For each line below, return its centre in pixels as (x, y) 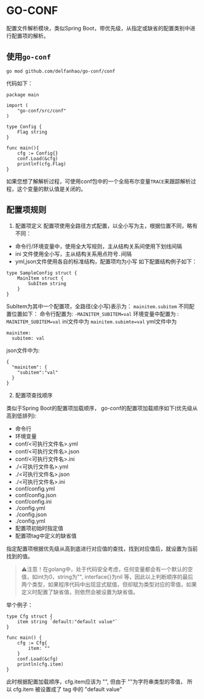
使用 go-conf (29, 57)
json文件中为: (23, 350)
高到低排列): (22, 415)
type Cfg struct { (29, 616)
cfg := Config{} (38, 153)
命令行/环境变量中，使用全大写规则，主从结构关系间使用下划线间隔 (98, 246)
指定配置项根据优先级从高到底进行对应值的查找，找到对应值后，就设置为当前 (102, 548)
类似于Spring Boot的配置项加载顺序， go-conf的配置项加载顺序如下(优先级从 (102, 408)
